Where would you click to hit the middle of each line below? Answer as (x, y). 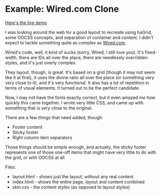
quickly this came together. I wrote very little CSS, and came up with (74, 102)
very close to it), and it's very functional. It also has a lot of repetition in (77, 83)
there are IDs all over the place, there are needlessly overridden (83, 57)
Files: (11, 167)
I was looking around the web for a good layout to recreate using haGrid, (79, 32)
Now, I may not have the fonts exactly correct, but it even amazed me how (80, 97)
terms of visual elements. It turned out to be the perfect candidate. (73, 88)
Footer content (27, 127)
